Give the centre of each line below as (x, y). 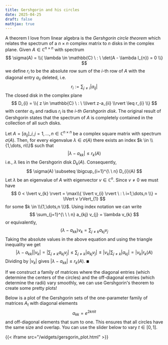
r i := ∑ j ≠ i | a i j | (84, 87)
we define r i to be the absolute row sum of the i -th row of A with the (75, 71)
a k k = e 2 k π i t (84, 313)
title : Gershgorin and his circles (42, 10)
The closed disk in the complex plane (44, 95)
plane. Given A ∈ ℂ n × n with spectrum (45, 49)
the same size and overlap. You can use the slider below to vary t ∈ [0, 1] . (81, 327)
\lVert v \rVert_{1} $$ (84, 199)
